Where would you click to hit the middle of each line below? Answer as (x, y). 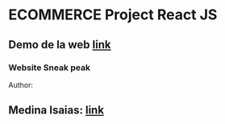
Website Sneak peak (50, 68)
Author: (21, 85)
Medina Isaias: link (56, 110)
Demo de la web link (60, 45)
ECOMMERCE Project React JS (113, 15)
